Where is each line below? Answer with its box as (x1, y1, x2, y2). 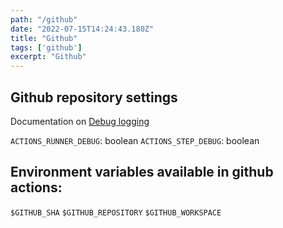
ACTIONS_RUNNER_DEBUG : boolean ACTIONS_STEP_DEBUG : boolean (10, 134, 260, 146)
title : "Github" (10, 33, 78, 43)
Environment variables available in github (10, 164, 274, 181)
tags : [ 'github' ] (10, 42, 83, 53)
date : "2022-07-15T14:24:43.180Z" (10, 24, 155, 34)
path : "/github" (10, 14, 78, 25)
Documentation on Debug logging (10, 115, 150, 127)
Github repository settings (10, 89, 178, 106)
